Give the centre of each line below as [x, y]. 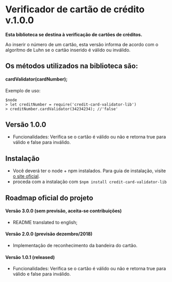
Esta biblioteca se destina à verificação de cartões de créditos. [74, 34]
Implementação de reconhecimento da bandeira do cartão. [75, 245]
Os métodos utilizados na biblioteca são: [72, 66]
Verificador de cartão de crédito [75, 9]
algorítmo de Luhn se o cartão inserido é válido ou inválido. [68, 50]
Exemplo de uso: [23, 90]
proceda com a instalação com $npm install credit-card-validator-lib [90, 182]
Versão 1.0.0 [26, 124]
